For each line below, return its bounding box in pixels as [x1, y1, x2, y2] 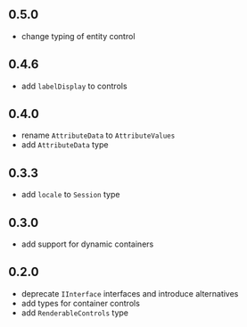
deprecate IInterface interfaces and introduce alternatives [21, 288, 239, 298]
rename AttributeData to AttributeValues [21, 130, 176, 141]
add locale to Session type [21, 189, 120, 200]
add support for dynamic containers [21, 239, 154, 249]
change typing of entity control [21, 30, 136, 41]
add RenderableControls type [21, 307, 129, 318]
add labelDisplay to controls [21, 80, 128, 91]
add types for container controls [21, 298, 140, 308]
